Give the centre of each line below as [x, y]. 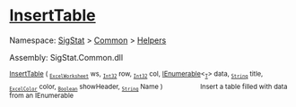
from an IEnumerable [42, 96]
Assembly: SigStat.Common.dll [66, 57]
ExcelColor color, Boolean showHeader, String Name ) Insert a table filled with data [148, 87]
